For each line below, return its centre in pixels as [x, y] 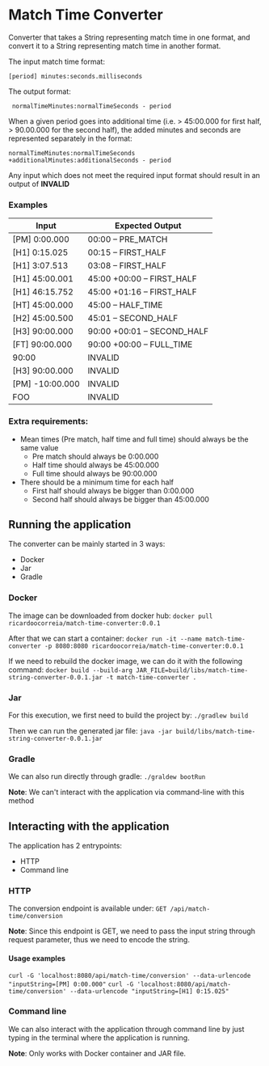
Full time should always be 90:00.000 [95, 473]
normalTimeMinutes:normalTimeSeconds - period [92, 106]
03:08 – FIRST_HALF [127, 266]
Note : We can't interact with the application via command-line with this [126, 792]
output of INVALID [39, 184]
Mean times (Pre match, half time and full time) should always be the [134, 439]
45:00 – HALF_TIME [125, 305]
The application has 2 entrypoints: [65, 846]
